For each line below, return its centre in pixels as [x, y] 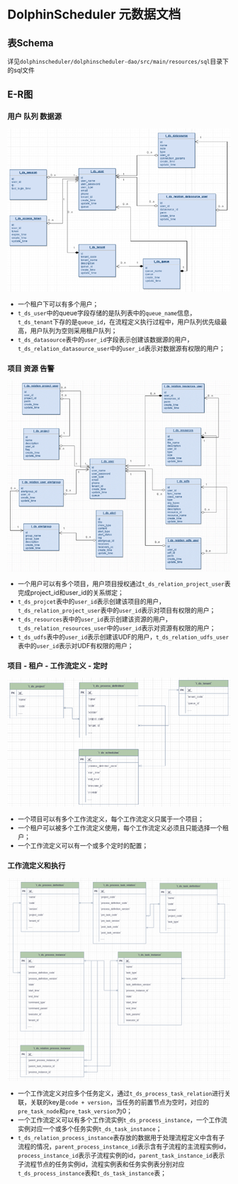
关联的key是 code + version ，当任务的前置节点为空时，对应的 [120, 1102]
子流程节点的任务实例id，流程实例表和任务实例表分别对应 [101, 1164]
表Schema [31, 43]
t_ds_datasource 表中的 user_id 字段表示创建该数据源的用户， [105, 339]
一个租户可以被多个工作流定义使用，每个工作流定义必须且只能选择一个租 [123, 828]
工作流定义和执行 [36, 866]
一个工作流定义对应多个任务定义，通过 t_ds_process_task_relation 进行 [121, 1093]
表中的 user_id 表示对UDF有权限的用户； [75, 646]
